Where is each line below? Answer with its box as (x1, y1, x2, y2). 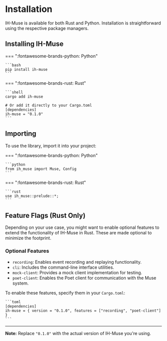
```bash (5, 62, 21, 68)
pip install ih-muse (5, 67, 48, 72)
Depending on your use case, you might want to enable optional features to (5, 224, 160, 230)
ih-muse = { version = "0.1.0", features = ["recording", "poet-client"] (5, 308, 162, 313)
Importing (5, 130, 36, 138)
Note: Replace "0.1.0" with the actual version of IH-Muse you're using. (5, 330, 152, 336)
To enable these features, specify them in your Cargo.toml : (5, 290, 125, 296)
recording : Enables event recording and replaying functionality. (12, 259, 142, 265)
